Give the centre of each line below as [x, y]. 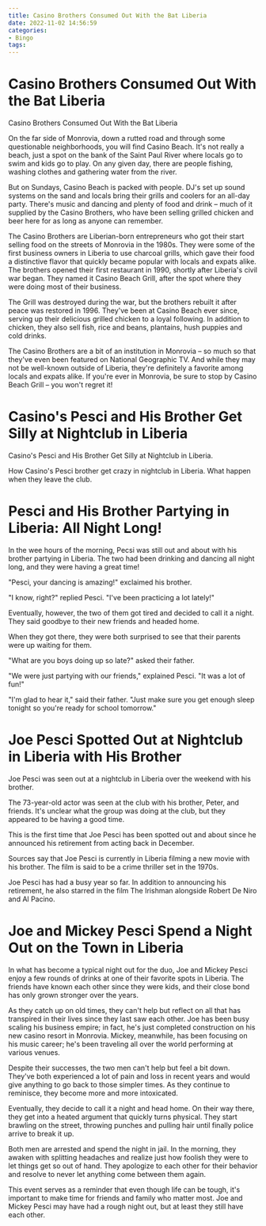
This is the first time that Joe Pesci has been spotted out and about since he [132, 834]
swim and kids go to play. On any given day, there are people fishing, [121, 164]
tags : [17, 45]
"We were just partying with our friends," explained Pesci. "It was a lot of [127, 676]
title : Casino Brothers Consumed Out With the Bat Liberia [108, 15]
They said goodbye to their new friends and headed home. [104, 621]
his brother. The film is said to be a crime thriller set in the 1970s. [114, 866]
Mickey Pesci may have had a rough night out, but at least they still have [126, 1206]
